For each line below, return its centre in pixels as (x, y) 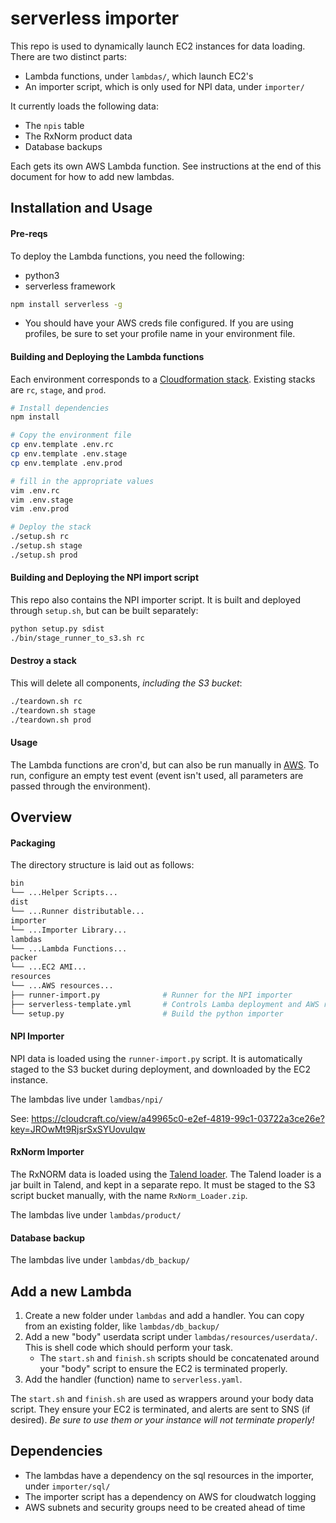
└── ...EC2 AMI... (48, 967)
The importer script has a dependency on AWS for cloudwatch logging (170, 1496)
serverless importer (95, 18)
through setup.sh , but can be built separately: (104, 611)
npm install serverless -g (66, 304)
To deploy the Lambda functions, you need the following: (127, 256)
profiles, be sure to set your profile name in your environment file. (160, 334)
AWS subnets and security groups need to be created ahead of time (165, 1507)
